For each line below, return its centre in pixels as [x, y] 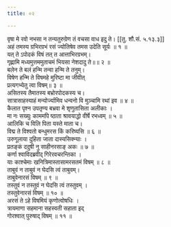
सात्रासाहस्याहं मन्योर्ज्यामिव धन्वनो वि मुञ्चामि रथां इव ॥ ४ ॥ [70, 101]
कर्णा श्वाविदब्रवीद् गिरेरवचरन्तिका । [44, 154]
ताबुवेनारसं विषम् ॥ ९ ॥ [32, 177]
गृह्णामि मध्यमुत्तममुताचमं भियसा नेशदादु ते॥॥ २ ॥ [59, 62]
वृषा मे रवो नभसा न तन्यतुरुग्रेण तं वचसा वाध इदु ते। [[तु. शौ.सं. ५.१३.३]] [86, 39]
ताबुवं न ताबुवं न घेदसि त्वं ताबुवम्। [44, 170]
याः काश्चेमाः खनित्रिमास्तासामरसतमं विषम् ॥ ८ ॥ [59, 162]
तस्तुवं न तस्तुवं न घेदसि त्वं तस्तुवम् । [47, 185]
